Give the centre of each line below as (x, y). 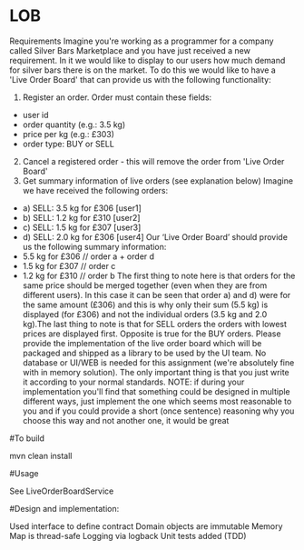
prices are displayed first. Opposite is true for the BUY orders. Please (152, 334)
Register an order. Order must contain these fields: (117, 97)
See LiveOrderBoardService (62, 491)
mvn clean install (41, 455)
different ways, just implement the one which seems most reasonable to (157, 401)
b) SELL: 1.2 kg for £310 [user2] (81, 217)
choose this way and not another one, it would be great (126, 420)
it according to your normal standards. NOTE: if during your (133, 382)
